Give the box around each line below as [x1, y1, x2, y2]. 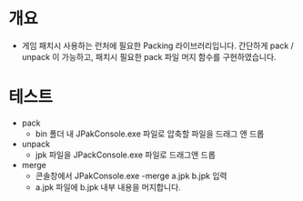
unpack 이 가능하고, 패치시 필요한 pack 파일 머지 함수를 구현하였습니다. [21, 51, 277, 62]
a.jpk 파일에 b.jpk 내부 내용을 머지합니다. [35, 181, 181, 192]
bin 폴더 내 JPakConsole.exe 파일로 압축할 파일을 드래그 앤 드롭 [35, 128, 265, 139]
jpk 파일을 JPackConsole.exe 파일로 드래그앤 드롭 [35, 149, 216, 160]
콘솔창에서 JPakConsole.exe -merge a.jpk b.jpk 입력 [35, 170, 227, 181]
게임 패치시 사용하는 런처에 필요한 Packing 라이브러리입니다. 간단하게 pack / [21, 40, 295, 51]
